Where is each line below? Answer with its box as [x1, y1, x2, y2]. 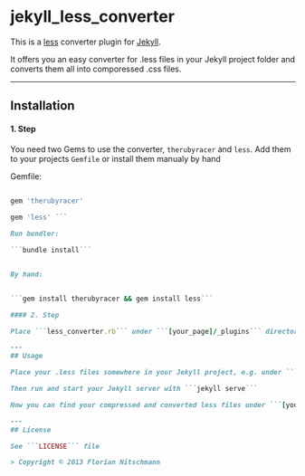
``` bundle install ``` [10, 246, 92, 255]
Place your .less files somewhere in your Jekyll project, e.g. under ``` [10, 368, 299, 377]
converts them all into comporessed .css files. [10, 63, 182, 74]
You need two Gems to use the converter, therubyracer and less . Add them [10, 143, 291, 155]
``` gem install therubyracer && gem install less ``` [10, 294, 214, 303]
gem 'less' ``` [10, 213, 68, 223]
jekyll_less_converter [10, 6, 176, 27]
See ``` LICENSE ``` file [10, 442, 100, 451]
